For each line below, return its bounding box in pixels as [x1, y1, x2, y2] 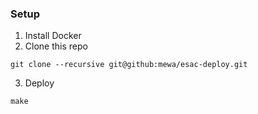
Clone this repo [24, 40, 88, 52]
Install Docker [24, 30, 82, 42]
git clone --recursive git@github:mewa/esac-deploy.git [10, 60, 248, 70]
